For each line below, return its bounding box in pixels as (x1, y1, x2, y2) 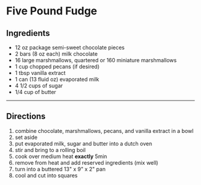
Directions (6, 111, 46, 122)
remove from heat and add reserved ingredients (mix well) (14, 159, 159, 166)
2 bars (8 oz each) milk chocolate (14, 50, 98, 57)
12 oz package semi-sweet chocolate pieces (14, 44, 125, 51)
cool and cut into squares (14, 172, 78, 179)
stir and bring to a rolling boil (14, 146, 86, 153)
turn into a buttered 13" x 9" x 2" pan (14, 165, 106, 172)
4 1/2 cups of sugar (14, 82, 63, 89)
